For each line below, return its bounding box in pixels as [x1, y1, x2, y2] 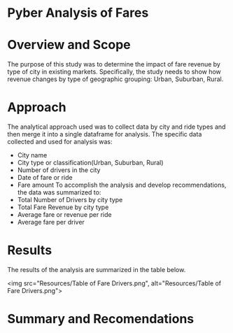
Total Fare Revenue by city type [17, 203, 109, 211]
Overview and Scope [7, 37, 131, 53]
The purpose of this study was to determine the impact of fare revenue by [7, 60, 220, 69]
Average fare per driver [17, 218, 85, 227]
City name [17, 151, 48, 160]
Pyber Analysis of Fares [7, 5, 149, 21]
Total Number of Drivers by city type [17, 196, 123, 204]
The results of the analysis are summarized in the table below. [7, 266, 186, 274]
